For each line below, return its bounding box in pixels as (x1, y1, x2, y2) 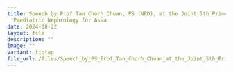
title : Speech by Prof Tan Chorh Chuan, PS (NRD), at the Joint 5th (7, 10, 209, 17)
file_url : (7, 56, 36, 63)
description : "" (7, 36, 54, 43)
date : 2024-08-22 (7, 23, 58, 30)
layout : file (7, 29, 45, 37)
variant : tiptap (7, 49, 54, 56)
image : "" (7, 42, 36, 49)
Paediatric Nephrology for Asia (13, 17, 107, 24)
